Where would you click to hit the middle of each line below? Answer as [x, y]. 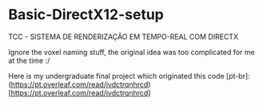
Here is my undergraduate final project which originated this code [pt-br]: [129, 76]
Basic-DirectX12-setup [86, 15]
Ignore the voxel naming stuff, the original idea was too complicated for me [131, 52]
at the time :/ [29, 60]
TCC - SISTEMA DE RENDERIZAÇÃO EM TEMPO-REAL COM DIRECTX [123, 37]
